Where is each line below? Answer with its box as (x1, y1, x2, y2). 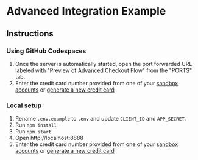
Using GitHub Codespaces (6, 47, 87, 55)
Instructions (6, 28, 54, 39)
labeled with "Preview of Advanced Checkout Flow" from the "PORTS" (15, 67, 193, 74)
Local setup (6, 101, 42, 110)
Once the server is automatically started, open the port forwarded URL (15, 60, 193, 67)
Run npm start (15, 128, 52, 135)
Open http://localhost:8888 (15, 135, 84, 142)
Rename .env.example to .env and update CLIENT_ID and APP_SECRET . (15, 115, 186, 122)
